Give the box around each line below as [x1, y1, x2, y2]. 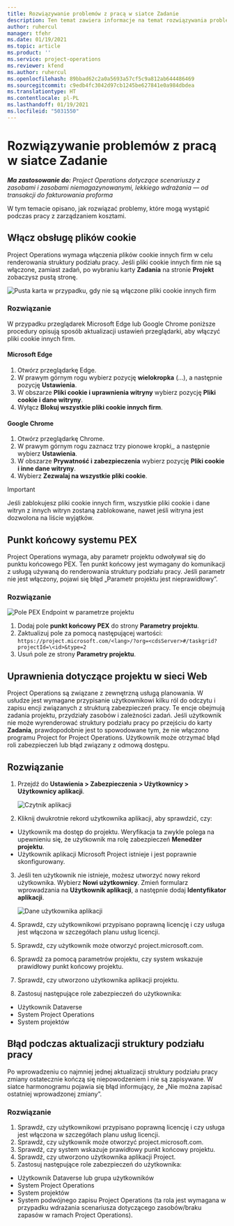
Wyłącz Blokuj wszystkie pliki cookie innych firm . [17, 403, 163, 411]
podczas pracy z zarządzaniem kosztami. [7, 211, 127, 220]
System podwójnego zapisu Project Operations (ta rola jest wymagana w [17, 1196, 226, 1204]
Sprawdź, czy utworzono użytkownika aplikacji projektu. [17, 976, 180, 984]
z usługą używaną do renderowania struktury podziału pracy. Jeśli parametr [7, 568, 226, 576]
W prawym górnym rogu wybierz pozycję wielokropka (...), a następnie [17, 373, 223, 382]
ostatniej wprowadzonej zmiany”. [7, 1090, 102, 1098]
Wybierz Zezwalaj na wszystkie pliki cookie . [17, 472, 148, 480]
